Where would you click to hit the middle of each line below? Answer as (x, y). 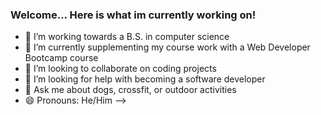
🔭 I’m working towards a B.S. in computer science (127, 37)
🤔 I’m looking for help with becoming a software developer (145, 79)
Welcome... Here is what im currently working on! (133, 15)
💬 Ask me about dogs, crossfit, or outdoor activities (130, 90)
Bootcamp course (61, 58)
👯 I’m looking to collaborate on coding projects (120, 69)
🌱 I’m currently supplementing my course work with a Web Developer (167, 47)
